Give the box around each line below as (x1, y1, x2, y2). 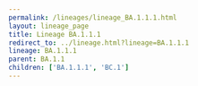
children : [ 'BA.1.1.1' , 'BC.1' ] (8, 64, 129, 73)
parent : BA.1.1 (8, 55, 65, 64)
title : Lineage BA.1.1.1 (8, 30, 101, 39)
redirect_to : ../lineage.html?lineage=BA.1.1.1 (8, 38, 190, 47)
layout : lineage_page (8, 21, 90, 30)
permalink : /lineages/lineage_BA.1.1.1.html (8, 13, 177, 22)
